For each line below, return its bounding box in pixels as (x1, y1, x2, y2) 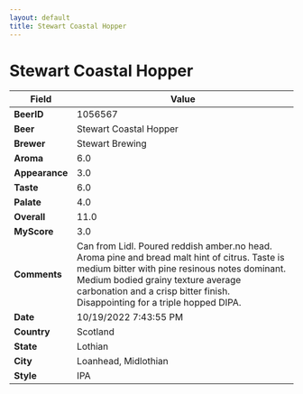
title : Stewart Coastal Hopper (9, 22, 127, 31)
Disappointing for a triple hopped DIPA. (76, 297, 242, 309)
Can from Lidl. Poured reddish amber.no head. (76, 240, 272, 252)
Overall (14, 211, 46, 224)
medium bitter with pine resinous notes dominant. (76, 262, 287, 275)
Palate (14, 196, 42, 208)
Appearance (14, 167, 69, 179)
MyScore (14, 225, 54, 238)
